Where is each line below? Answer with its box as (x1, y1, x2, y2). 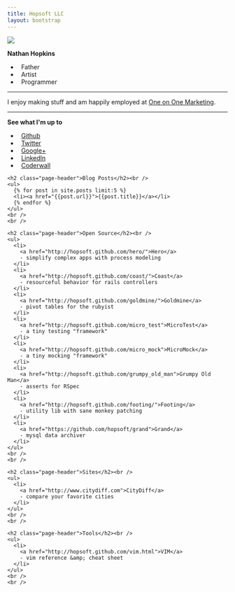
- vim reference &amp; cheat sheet (20, 554, 124, 561)
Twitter (20, 139, 42, 147)
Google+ (20, 146, 47, 155)
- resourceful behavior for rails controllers (20, 279, 158, 286)
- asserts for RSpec (20, 383, 80, 390)
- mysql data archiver (20, 432, 86, 439)
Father (20, 62, 40, 71)
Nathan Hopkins (7, 49, 56, 57)
